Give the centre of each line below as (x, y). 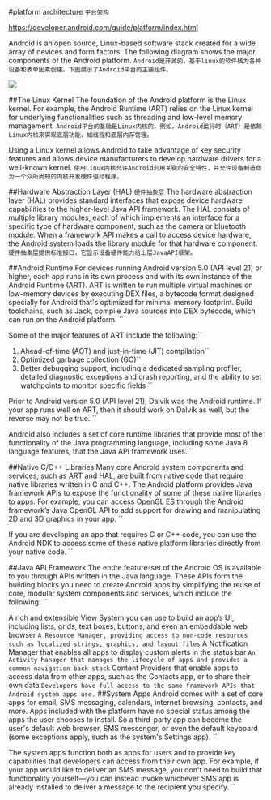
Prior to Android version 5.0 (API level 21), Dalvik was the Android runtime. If (135, 401)
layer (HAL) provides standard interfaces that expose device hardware (125, 200)
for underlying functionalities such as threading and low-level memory (125, 117)
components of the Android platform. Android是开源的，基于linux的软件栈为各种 (135, 60)
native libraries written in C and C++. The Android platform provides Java (130, 484)
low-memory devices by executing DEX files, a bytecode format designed (131, 294)
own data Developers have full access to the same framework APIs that (132, 685)
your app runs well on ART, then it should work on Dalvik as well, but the (129, 410)
